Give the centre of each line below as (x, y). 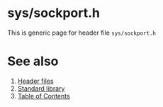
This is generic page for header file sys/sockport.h (81, 33)
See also (33, 61)
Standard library (41, 88)
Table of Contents (44, 96)
